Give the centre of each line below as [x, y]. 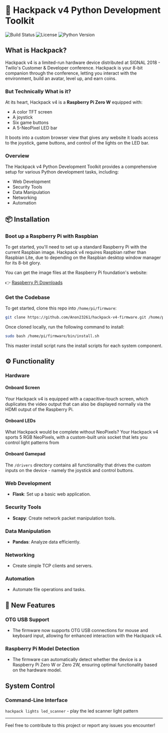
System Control [30, 686]
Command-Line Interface [36, 700]
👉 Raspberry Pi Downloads [34, 282]
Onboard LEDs [20, 421]
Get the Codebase [27, 297]
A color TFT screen [32, 112]
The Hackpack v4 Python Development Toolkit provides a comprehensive [81, 166]
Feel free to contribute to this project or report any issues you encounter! [80, 725]
